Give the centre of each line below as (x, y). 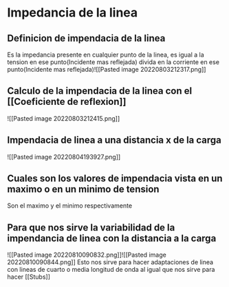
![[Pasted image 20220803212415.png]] (64, 118)
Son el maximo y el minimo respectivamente (70, 206)
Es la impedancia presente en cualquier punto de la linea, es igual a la (106, 55)
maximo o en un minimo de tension (83, 189)
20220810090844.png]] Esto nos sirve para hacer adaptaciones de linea (110, 262)
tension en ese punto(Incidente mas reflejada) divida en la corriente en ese (113, 62)
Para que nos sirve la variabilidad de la (91, 227)
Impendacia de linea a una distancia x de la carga (115, 140)
